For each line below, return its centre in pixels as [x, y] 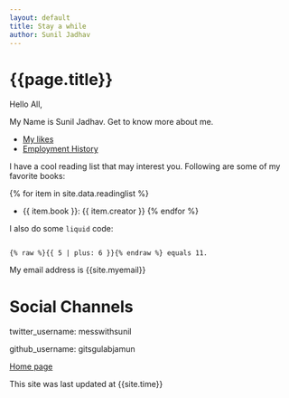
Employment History [61, 149]
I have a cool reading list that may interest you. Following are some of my [145, 166]
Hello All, [26, 104]
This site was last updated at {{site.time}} [86, 384]
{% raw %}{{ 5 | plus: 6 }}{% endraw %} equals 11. [108, 253]
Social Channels [71, 306]
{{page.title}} [61, 79]
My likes [38, 139]
